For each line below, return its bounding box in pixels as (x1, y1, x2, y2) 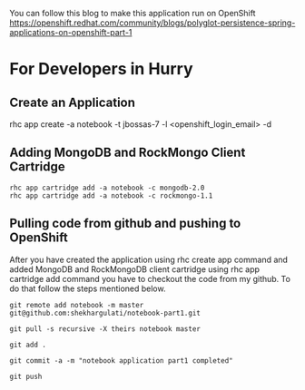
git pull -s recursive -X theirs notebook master (9, 324, 202, 334)
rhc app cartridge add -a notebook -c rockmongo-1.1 (9, 190, 213, 200)
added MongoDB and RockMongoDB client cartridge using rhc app (9, 263, 261, 275)
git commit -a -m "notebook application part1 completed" (9, 356, 233, 366)
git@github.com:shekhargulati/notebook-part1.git (9, 308, 202, 317)
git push (9, 372, 43, 381)
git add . (9, 340, 47, 349)
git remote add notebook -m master (9, 300, 144, 309)
